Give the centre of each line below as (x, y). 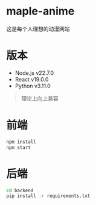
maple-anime (40, 11)
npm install (21, 142)
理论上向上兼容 (40, 98)
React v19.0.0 (32, 79)
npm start (19, 147)
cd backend (20, 190)
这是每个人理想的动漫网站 (38, 29)
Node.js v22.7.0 (34, 73)
